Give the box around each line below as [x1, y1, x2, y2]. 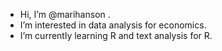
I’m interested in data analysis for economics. [19, 19, 207, 31]
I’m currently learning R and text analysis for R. [19, 30, 213, 41]
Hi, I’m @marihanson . [19, 9, 111, 20]
